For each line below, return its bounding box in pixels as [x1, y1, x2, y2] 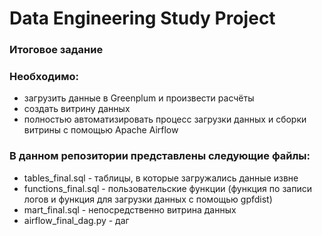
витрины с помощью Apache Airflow [23, 124, 179, 136]
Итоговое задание [9, 43, 104, 57]
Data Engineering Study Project [9, 7, 276, 30]
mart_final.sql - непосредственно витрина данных [23, 203, 237, 216]
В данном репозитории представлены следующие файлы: [9, 149, 311, 163]
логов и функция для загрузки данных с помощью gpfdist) [23, 193, 273, 205]
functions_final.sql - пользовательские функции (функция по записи [23, 182, 312, 194]
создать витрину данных [23, 103, 131, 115]
